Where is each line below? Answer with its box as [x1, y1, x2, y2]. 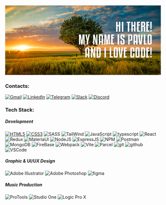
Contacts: [5, 82, 30, 89]
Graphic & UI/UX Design [5, 158, 55, 164]
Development [5, 119, 34, 124]
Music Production [5, 182, 43, 188]
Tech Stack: [5, 106, 35, 113]
